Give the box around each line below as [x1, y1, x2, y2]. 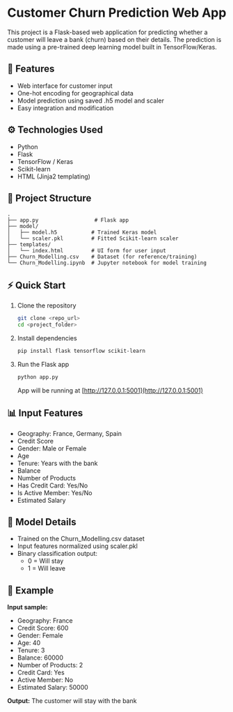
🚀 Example [7, 584, 54, 596]
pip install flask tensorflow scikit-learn [17, 347, 146, 354]
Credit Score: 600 [17, 624, 69, 633]
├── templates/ [7, 241, 51, 248]
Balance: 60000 [17, 653, 64, 662]
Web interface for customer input [17, 82, 113, 90]
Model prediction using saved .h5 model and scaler [17, 96, 165, 105]
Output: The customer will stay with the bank [7, 697, 137, 705]
